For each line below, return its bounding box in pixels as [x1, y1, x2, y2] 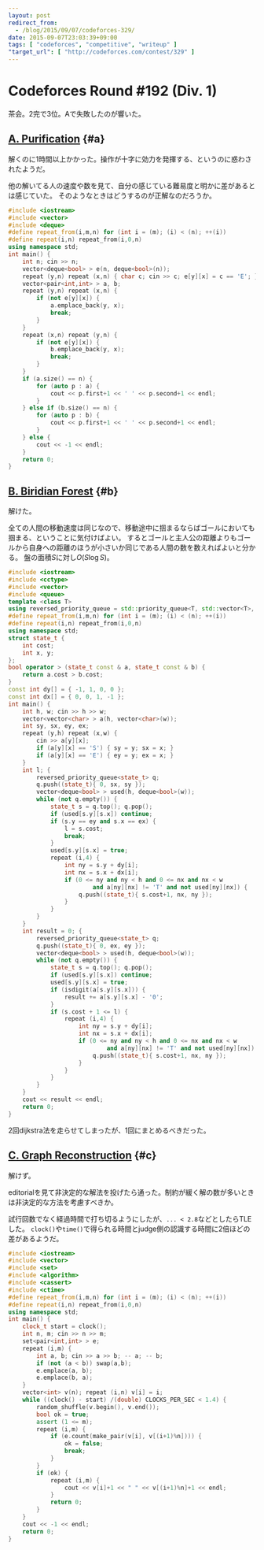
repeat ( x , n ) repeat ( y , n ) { [22, 331, 118, 339]
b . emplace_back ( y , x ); [49, 346, 125, 354]
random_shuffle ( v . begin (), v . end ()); [36, 1403, 159, 1411]
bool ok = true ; [36, 1411, 90, 1418]
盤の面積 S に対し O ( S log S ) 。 [23, 553, 114, 562]
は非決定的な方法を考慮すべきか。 [8, 1197, 118, 1207]
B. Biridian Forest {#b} [8, 484, 119, 498]
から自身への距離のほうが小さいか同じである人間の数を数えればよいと [14, 543, 242, 552]
